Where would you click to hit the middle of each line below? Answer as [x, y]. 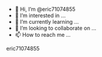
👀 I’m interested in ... [40, 15]
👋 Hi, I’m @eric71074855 [45, 9]
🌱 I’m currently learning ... [47, 22]
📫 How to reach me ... [43, 35]
